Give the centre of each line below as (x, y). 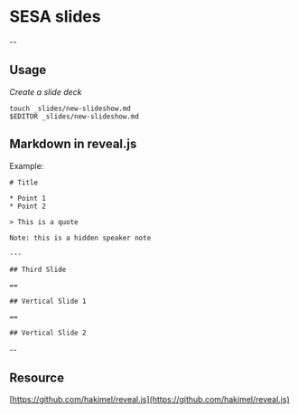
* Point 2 (28, 206)
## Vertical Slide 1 (48, 301)
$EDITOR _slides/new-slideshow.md (74, 116)
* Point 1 (28, 198)
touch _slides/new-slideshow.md (70, 108)
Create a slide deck (46, 91)
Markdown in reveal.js (73, 144)
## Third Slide (38, 269)
